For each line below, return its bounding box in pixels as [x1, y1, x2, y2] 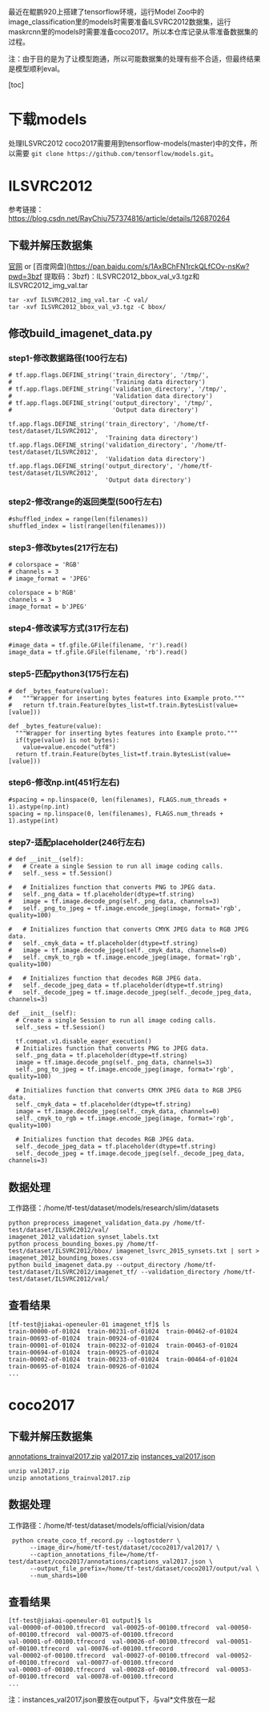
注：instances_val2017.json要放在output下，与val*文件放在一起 [8, 1695, 216, 1705]
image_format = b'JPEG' [8, 603, 88, 611]
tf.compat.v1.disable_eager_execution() [15, 1037, 152, 1046]
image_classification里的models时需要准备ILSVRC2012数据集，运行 [8, 17, 231, 26]
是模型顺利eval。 [8, 64, 64, 74]
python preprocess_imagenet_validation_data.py [8, 1219, 171, 1227]
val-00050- [215, 1624, 252, 1632]
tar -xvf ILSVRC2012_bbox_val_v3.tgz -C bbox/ [8, 303, 167, 311]
